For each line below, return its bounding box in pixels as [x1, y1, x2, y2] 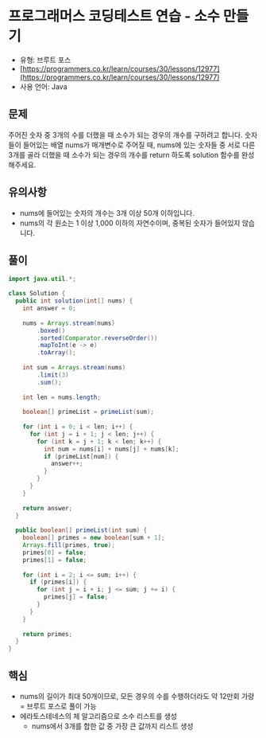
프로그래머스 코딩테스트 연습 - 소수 [8, 7, 221, 25]
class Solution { [8, 290, 66, 298]
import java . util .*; [8, 275, 77, 283]
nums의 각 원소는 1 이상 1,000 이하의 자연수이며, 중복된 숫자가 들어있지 [19, 218, 241, 228]
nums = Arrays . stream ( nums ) [22, 319, 115, 327]
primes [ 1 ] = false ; [22, 556, 87, 564]
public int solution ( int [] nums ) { [15, 297, 133, 305]
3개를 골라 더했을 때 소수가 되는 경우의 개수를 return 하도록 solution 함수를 [8, 150, 240, 159]
